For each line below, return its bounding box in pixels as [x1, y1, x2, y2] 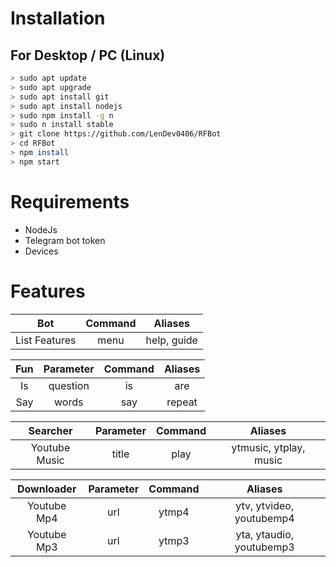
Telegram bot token [24, 234, 106, 246]
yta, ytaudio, [235, 527, 295, 541]
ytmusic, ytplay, [231, 440, 306, 454]
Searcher [28, 423, 73, 437]
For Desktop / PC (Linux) [10, 47, 166, 64]
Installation [10, 7, 106, 30]
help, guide [145, 333, 198, 347]
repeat [166, 395, 198, 409]
